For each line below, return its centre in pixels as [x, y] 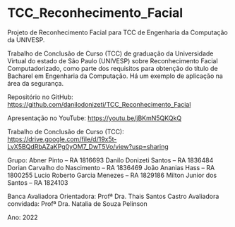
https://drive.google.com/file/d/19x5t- [62, 139]
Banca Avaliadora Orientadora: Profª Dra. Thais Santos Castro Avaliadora [113, 196]
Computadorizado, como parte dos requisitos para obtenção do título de [113, 68]
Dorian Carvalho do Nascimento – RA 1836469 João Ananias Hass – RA [111, 167]
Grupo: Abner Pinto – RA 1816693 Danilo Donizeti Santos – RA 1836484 [110, 160]
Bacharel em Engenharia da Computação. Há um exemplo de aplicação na [115, 76]
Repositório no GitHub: [40, 97]
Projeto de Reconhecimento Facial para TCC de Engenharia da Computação [117, 32]
